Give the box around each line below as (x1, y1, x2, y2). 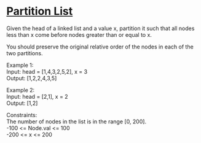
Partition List (6, 4, 73, 18)
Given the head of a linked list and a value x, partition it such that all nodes (6, 25, 195, 32)
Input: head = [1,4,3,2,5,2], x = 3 (6, 68, 88, 75)
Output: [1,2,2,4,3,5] (6, 74, 57, 82)
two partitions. (6, 49, 43, 56)
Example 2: (6, 86, 35, 93)
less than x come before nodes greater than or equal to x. (6, 31, 152, 38)
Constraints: (6, 111, 37, 118)
